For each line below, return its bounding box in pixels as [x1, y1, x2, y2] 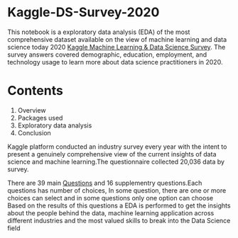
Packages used [17, 113, 63, 122]
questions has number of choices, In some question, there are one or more [7, 186, 227, 195]
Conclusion [17, 128, 51, 137]
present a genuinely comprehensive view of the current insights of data [7, 149, 217, 158]
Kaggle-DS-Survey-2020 [7, 4, 160, 21]
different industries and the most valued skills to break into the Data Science [7, 216, 231, 225]
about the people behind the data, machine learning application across [7, 208, 215, 217]
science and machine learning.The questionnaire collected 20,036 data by [7, 157, 225, 166]
